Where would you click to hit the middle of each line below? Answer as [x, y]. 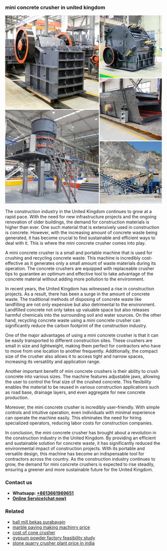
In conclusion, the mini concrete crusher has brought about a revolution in [81, 432]
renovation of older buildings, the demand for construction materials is [77, 222]
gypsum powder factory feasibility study [54, 538]
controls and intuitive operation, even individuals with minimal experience [80, 412]
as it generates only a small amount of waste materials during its [90, 263]
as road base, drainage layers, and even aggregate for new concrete [75, 392]
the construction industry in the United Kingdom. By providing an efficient [81, 438]
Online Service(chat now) [39, 498]
